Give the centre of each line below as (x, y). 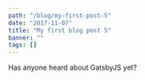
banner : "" (26, 38)
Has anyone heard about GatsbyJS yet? (72, 67)
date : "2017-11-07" (40, 23)
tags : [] (23, 45)
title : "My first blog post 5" (60, 30)
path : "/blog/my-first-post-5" (60, 15)
